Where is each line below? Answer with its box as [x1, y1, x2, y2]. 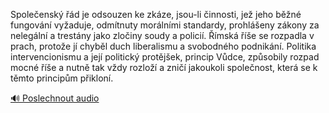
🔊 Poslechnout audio [10, 92, 100, 104]
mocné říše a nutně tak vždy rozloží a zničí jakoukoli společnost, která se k [10, 62, 318, 73]
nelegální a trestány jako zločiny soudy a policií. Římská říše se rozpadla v [10, 30, 315, 41]
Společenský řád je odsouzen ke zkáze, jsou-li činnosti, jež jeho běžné [10, 9, 302, 20]
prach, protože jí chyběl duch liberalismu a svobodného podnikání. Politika [10, 40, 317, 52]
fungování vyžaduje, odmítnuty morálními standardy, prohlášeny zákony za [10, 19, 320, 31]
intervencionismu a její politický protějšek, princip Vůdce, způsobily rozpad [10, 51, 320, 63]
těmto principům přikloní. [10, 72, 114, 84]
